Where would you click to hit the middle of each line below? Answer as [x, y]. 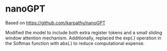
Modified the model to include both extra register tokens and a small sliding [84, 32]
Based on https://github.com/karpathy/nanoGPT [55, 23]
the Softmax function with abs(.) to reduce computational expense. [75, 43]
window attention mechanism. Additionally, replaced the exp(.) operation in [83, 38]
